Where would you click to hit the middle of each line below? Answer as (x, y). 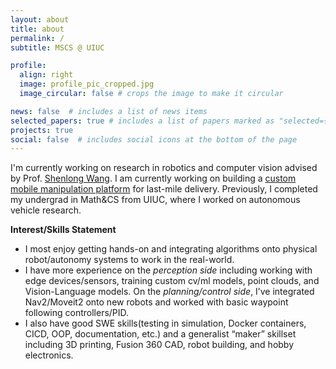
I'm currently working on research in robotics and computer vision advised (164, 168)
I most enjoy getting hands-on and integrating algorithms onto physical (171, 249)
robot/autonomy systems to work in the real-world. (129, 260)
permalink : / (37, 38)
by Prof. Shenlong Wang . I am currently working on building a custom (153, 178)
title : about (37, 29)
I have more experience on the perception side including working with (168, 270)
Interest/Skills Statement (63, 230)
